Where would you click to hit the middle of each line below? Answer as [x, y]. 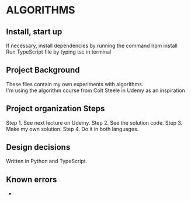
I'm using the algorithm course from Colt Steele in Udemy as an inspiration [95, 90]
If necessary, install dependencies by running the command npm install [92, 45]
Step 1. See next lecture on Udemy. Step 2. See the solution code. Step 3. [94, 122]
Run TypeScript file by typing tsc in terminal [59, 52]
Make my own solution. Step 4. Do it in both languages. [72, 129]
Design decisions [38, 147]
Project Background [43, 70]
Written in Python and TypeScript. [47, 161]
